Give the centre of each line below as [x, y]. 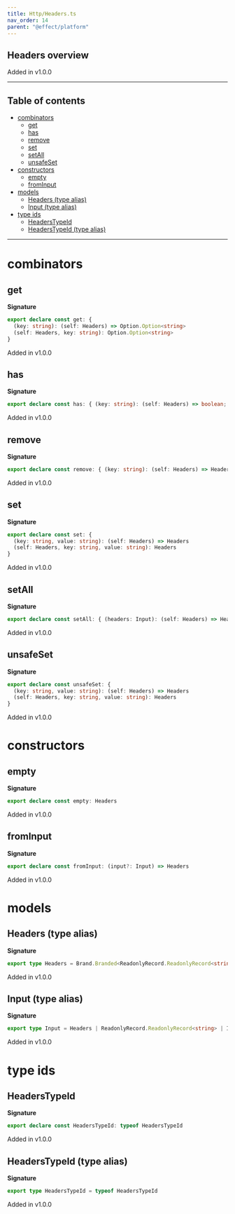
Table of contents [46, 101]
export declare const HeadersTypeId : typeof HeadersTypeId [95, 1126]
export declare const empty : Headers [62, 801]
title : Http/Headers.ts [42, 14]
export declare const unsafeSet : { [59, 684]
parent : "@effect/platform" [48, 27]
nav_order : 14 [28, 20]
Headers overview [48, 55]
